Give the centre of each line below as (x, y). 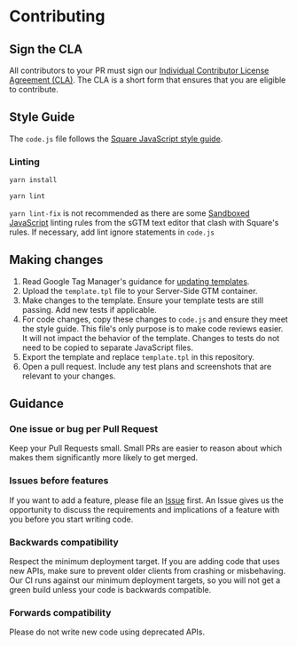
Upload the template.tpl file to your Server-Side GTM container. (140, 291)
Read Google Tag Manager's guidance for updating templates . (136, 281)
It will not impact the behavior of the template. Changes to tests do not (151, 338)
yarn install (33, 180)
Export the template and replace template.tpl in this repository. (138, 356)
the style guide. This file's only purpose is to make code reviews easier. (152, 328)
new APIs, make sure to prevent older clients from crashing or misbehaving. (148, 570)
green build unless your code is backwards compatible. (110, 589)
